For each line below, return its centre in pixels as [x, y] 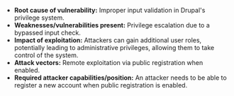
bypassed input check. [48, 32]
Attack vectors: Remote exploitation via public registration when [108, 62]
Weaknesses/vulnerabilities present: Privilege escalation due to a [112, 25]
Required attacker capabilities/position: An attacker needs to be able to [120, 78]
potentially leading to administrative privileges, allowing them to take [114, 48]
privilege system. [39, 18]
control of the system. [46, 55]
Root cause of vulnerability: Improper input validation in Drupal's [110, 10]
